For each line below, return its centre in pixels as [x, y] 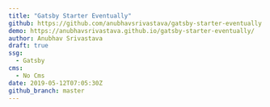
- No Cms [30, 76]
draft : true [28, 46]
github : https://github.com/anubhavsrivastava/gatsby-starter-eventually [135, 23]
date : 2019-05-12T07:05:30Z [56, 83]
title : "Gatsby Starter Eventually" [70, 16]
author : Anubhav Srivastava [56, 38]
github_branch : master [46, 91]
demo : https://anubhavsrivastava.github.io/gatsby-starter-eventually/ [131, 31]
